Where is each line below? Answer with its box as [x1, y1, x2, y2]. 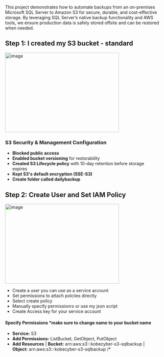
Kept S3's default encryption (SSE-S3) [12, 171, 93, 177]
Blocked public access [12, 150, 60, 156]
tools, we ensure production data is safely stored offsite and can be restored [5, 20, 159, 26]
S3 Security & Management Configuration [5, 139, 107, 146]
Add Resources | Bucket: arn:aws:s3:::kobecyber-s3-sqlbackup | [12, 341, 145, 347]
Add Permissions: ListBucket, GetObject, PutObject [12, 336, 117, 342]
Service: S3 [12, 330, 37, 336]
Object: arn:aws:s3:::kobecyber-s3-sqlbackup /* [12, 346, 111, 352]
